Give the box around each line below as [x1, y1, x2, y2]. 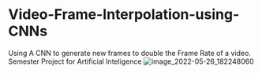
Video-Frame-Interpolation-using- [8, 6, 240, 24]
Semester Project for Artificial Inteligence [8, 57, 142, 66]
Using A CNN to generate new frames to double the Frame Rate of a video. [8, 48, 251, 57]
